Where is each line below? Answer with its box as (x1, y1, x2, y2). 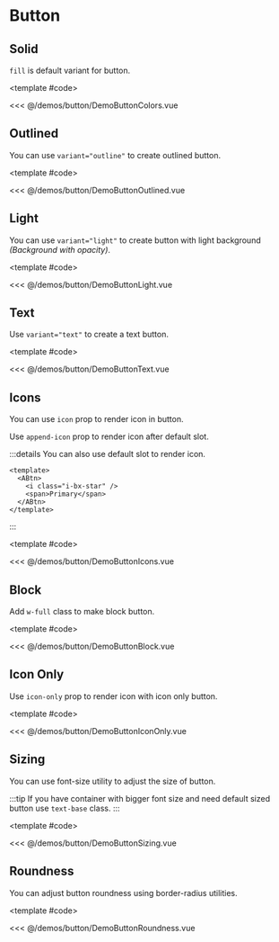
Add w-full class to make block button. (9, 606, 155, 617)
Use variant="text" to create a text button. (9, 329, 169, 340)
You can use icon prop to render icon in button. (9, 414, 184, 425)
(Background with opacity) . (9, 244, 110, 255)
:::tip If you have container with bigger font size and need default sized (9, 793, 271, 803)
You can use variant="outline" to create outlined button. (9, 149, 222, 160)
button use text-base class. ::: (9, 803, 120, 813)
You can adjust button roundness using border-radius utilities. (9, 887, 238, 898)
